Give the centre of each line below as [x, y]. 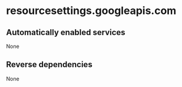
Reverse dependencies [49, 65]
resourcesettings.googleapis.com [91, 11]
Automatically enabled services [66, 32]
